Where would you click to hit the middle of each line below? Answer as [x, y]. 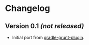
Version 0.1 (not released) [44, 26]
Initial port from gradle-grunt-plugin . [48, 37]
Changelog [28, 8]
